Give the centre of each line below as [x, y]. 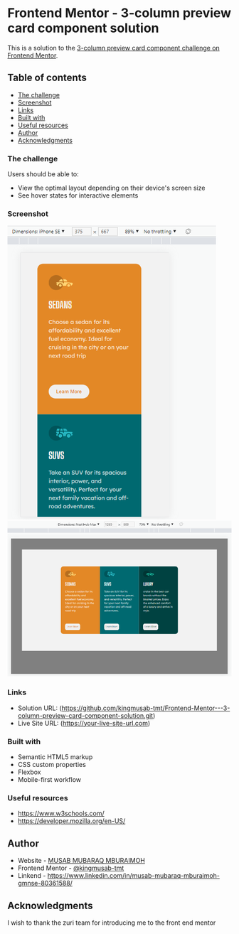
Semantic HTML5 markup [55, 757]
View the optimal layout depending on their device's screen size [111, 188]
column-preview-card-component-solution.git [85, 715]
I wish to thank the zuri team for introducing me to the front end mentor [112, 923]
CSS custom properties [52, 765]
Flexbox [29, 772]
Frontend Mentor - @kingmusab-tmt [71, 868]
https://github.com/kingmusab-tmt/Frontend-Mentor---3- [146, 708]
